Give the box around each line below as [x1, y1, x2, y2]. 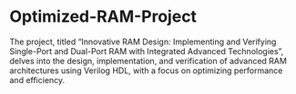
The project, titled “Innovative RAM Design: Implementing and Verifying [9, 36, 277, 47]
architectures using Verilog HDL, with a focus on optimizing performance [9, 65, 283, 76]
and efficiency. [9, 74, 66, 85]
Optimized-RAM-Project [9, 6, 198, 27]
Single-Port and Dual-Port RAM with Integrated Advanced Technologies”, [9, 45, 284, 56]
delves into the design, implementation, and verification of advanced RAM [9, 55, 287, 66]
